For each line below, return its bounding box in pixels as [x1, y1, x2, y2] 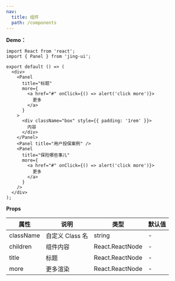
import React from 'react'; [6, 49, 76, 54]
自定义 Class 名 [46, 232, 89, 240]
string [93, 231, 111, 240]
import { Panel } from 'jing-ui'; [6, 54, 92, 60]
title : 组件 [11, 14, 40, 20]
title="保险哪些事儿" [21, 152, 70, 159]
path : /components [11, 20, 57, 25]
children [9, 243, 32, 251]
